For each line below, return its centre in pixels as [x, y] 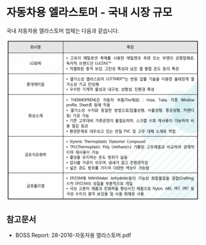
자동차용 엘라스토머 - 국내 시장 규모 [90, 13]
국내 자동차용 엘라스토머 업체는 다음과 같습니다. [63, 31]
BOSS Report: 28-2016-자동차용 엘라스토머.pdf [73, 235]
